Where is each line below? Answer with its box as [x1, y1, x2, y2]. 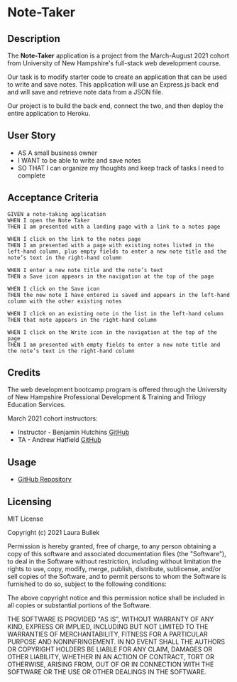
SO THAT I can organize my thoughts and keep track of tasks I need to [17, 163, 224, 172]
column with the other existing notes [7, 298, 122, 305]
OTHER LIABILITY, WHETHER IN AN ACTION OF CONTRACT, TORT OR [7, 653, 214, 661]
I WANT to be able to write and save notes [17, 156, 141, 164]
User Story [7, 129, 56, 142]
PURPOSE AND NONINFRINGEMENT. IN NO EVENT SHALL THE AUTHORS [7, 637, 226, 646]
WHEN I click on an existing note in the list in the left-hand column [7, 310, 224, 317]
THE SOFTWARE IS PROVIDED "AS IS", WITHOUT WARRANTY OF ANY [7, 615, 214, 624]
